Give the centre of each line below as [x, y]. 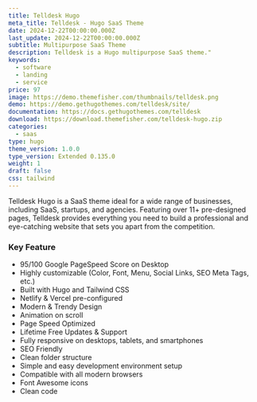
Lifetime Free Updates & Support [73, 332]
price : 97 [25, 90]
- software [33, 68]
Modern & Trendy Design [61, 306]
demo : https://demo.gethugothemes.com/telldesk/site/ [99, 104]
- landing [31, 75]
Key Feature [32, 247]
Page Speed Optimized [57, 324]
